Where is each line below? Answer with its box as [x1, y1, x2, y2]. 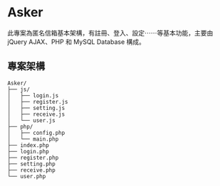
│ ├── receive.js [7, 111, 66, 118]
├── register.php [7, 154, 59, 161]
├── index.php [7, 141, 50, 149]
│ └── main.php [7, 136, 59, 143]
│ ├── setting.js [7, 104, 66, 111]
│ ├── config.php [7, 129, 66, 136]
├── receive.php [7, 166, 56, 174]
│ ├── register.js [7, 98, 69, 105]
